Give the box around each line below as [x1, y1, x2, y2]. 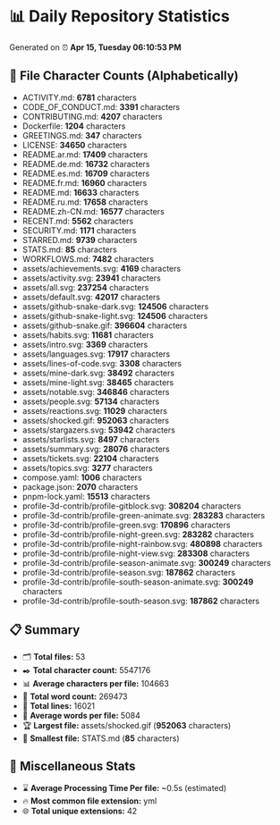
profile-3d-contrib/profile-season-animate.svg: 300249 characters [21, 557, 271, 568]
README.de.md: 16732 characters [21, 158, 150, 169]
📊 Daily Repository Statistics [9, 6, 230, 27]
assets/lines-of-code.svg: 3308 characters [21, 358, 182, 368]
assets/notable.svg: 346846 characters [21, 386, 170, 397]
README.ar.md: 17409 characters [21, 148, 148, 160]
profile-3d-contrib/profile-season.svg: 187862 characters [21, 567, 235, 577]
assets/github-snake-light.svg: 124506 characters [21, 310, 208, 321]
